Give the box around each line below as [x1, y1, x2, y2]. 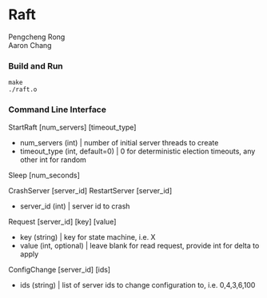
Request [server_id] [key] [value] [8, 217, 117, 226]
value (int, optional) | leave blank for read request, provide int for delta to [19, 240, 260, 250]
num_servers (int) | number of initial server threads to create [19, 137, 219, 147]
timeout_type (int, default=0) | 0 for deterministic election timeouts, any [19, 146, 256, 156]
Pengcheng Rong [8, 32, 66, 42]
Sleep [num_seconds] [8, 170, 80, 180]
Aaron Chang [8, 40, 52, 50]
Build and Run [8, 60, 64, 71]
